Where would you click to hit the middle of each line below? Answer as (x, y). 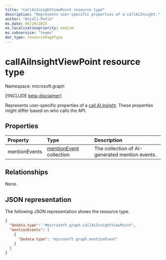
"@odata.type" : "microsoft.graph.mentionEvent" (68, 239)
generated (106, 155)
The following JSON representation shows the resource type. (67, 211)
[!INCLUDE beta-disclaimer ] (33, 96)
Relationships (27, 172)
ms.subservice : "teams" (30, 33)
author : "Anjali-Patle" (30, 19)
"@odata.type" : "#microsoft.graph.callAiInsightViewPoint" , (73, 225)
